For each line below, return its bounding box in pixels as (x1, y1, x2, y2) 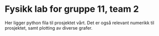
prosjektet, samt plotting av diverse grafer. (5, 25, 93, 31)
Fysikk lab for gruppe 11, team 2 (5, 3, 139, 15)
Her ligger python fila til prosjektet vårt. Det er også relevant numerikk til (5, 20, 154, 26)
